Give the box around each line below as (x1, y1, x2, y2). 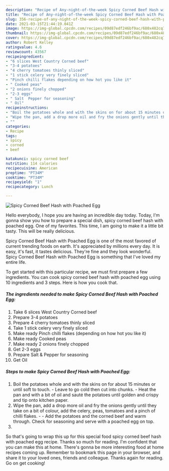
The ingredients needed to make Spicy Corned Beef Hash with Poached (6, 291, 158, 297)
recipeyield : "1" (6, 180, 42, 185)
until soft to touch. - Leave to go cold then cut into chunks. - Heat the (13, 386, 156, 392)
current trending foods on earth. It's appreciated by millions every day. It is (6, 243, 160, 249)
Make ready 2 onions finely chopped (13, 341, 89, 347)
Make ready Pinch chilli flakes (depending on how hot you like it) (13, 330, 146, 336)
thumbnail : (6, 31, 29, 36)
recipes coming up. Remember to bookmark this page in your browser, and (6, 449, 160, 455)
